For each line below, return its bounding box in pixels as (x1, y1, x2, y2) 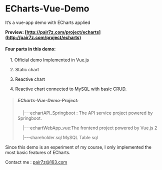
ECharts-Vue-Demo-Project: (17, 97, 79, 103)
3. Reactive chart (9, 76, 45, 82)
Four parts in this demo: (5, 46, 56, 52)
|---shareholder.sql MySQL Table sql (22, 135, 98, 141)
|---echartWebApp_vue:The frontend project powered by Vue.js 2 (22, 125, 157, 131)
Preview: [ (5, 29, 27, 35)
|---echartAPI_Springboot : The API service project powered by (22, 110, 153, 116)
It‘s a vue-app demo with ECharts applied (5, 19, 90, 25)
